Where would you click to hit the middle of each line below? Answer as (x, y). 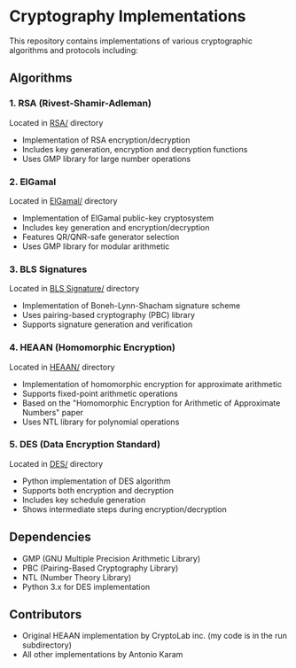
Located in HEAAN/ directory (62, 367)
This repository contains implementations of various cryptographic (131, 41)
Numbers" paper (53, 412)
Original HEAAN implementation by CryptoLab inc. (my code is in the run (155, 636)
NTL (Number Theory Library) (77, 577)
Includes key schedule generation (84, 500)
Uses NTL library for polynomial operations (101, 422)
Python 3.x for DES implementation (86, 586)
